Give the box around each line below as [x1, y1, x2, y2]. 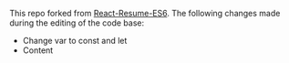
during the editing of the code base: [9, 17, 144, 28]
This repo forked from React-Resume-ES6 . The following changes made [9, 8, 281, 18]
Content [22, 45, 54, 56]
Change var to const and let [22, 36, 128, 46]
